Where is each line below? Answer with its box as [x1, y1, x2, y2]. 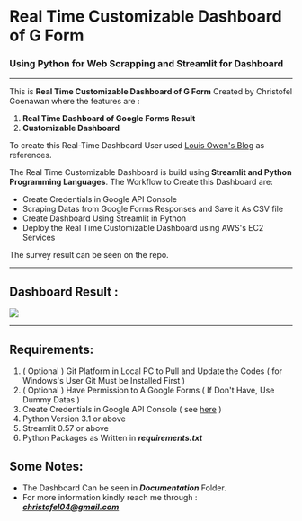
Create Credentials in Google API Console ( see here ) [22, 404, 222, 415]
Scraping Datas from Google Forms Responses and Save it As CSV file [22, 204, 284, 215]
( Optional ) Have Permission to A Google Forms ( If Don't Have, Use [22, 384, 275, 396]
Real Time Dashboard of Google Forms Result [22, 113, 196, 124]
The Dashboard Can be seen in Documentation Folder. [22, 482, 226, 493]
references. [9, 150, 52, 161]
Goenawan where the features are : [9, 96, 141, 107]
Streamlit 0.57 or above [22, 423, 110, 434]
